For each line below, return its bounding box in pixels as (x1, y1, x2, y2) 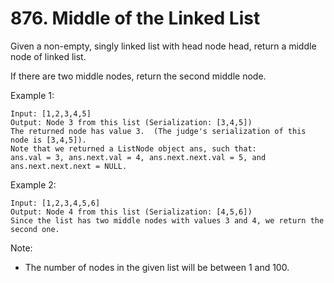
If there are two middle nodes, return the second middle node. (10, 70, 267, 82)
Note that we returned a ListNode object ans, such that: (10, 143, 257, 154)
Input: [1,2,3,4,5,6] (10, 198, 101, 208)
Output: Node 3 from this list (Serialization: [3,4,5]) (10, 117, 253, 127)
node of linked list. (10, 50, 87, 62)
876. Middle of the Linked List (10, 7, 261, 30)
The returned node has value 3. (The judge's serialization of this (10, 126, 307, 136)
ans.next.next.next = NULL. (10, 161, 128, 171)
